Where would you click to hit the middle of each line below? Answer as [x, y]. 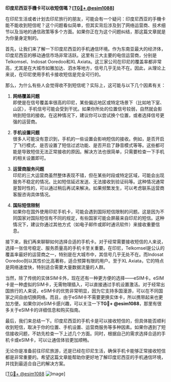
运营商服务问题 [28, 169]
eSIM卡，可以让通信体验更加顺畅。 [55, 340]
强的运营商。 [26, 122]
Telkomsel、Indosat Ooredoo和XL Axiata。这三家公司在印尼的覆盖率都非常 [83, 62]
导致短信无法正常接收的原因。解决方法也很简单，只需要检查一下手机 [93, 152]
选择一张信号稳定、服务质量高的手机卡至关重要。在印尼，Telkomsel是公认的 [85, 248]
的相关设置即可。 [31, 158]
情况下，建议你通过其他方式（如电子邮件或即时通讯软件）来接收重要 [84, 224]
